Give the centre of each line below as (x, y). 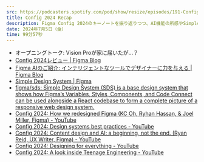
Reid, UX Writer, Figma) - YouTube (58, 139)
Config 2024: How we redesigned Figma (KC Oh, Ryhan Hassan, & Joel (104, 114)
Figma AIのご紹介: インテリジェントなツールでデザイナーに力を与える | (104, 68)
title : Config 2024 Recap (39, 18)
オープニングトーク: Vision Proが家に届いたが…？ (76, 53)
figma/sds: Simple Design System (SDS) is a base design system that (101, 88)
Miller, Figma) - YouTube (46, 120)
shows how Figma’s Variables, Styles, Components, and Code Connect (104, 94)
